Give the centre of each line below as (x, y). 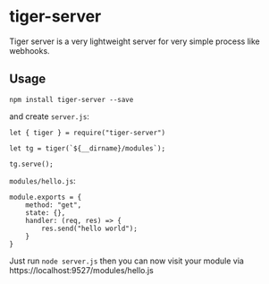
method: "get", (54, 205)
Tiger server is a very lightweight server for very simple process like (135, 41)
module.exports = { (46, 197)
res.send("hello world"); (90, 228)
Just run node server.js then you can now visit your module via (126, 261)
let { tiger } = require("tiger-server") (88, 133)
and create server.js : (49, 116)
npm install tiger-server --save (71, 99)
